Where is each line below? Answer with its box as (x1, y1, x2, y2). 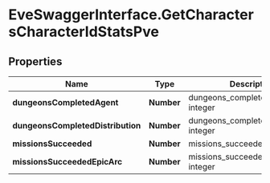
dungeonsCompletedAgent (12, 97, 119, 108)
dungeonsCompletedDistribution (12, 120, 141, 131)
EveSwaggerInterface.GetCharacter (8, 6, 255, 24)
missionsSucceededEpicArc (12, 157, 123, 167)
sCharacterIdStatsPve (8, 22, 159, 41)
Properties (8, 55, 63, 68)
